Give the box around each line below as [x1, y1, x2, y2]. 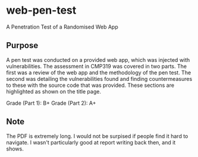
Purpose [6, 40, 39, 51]
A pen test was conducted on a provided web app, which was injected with [6, 56, 190, 63]
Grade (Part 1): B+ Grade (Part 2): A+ [6, 99, 96, 106]
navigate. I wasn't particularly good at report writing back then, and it [6, 139, 176, 146]
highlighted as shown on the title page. [6, 87, 101, 95]
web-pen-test [6, 4, 77, 17]
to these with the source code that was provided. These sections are [6, 81, 174, 89]
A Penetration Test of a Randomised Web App [6, 23, 118, 30]
